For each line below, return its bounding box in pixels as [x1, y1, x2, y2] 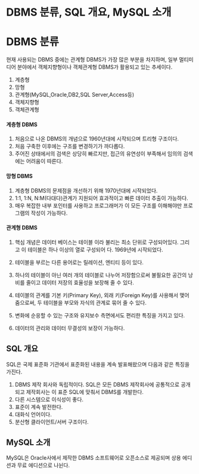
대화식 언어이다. [14, 411, 52, 418]
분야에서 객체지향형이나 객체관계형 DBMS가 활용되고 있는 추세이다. [17, 63, 173, 71]
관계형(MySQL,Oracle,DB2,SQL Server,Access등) [14, 91, 135, 99]
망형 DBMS [6, 172, 33, 179]
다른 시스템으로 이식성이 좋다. [14, 396, 84, 403]
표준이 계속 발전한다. [14, 403, 63, 410]
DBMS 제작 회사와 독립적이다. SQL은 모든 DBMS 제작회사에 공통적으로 [14, 381, 180, 388]
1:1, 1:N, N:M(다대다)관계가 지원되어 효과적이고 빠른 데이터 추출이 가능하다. [14, 194, 189, 201]
